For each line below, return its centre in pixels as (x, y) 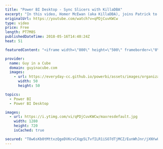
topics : (13, 94)
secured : (14, 139)
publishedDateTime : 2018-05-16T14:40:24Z (48, 37)
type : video (17, 23)
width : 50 (28, 81)
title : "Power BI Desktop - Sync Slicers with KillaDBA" (64, 9)
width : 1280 (26, 121)
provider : (15, 59)
